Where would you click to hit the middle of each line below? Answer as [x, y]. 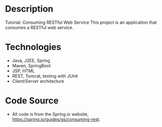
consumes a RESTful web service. [39, 27]
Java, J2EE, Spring [31, 60]
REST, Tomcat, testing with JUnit [45, 76]
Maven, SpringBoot [31, 65]
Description [29, 9]
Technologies [33, 47]
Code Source [32, 101]
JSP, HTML [23, 71]
